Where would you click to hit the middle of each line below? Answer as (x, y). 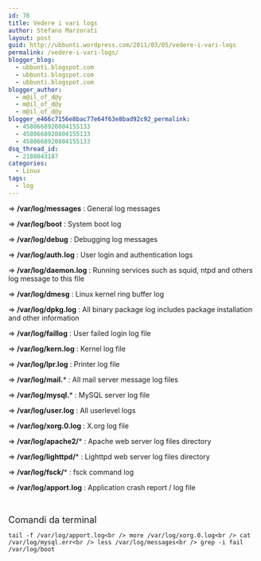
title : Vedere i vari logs (53, 23)
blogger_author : (35, 90)
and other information (44, 318)
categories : (28, 164)
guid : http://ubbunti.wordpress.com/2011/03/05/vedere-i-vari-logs (123, 45)
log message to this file (47, 279)
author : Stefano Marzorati (53, 30)
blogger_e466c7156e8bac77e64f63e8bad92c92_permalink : (99, 119)
